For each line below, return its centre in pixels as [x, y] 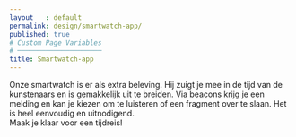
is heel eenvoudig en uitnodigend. [72, 113]
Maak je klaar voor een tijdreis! [66, 123]
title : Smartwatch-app [52, 59]
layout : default [46, 17]
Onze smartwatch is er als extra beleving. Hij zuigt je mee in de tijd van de [146, 85]
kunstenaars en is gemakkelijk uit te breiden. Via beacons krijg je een [137, 94]
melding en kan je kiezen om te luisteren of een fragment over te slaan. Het [148, 103]
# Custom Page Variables [56, 43]
